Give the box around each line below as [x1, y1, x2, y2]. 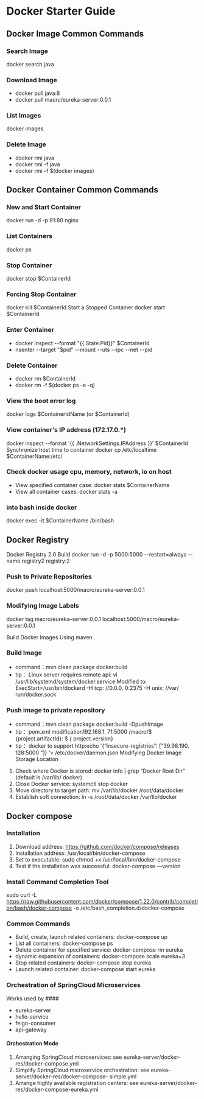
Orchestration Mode [6, 1040, 59, 1047]
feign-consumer [15, 1019, 56, 1027]
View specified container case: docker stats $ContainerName [15, 481, 170, 488]
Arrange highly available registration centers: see [15, 1079, 139, 1086]
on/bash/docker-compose [6, 904, 72, 911]
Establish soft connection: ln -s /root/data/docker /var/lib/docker [15, 793, 178, 801]
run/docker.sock [15, 690, 57, 698]
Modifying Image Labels [6, 602, 79, 610]
